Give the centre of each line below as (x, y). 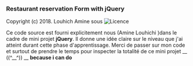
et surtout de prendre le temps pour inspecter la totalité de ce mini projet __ (96, 51)
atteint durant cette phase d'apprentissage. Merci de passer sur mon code (96, 45)
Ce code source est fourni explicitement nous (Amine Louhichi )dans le (92, 33)
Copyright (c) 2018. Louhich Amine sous (54, 22)
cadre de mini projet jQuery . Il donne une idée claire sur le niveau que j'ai (94, 39)
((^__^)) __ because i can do (39, 58)
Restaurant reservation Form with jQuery (65, 9)
